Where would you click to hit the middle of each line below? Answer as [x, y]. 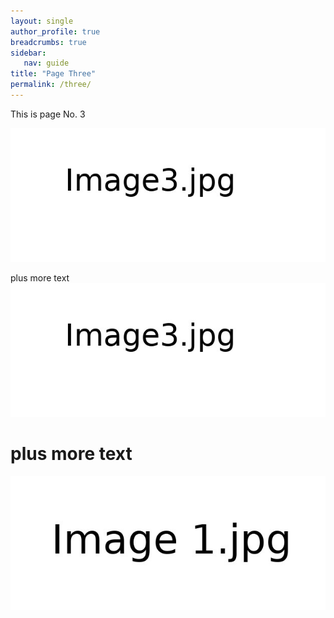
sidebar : [28, 53]
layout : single [42, 21]
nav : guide [46, 63]
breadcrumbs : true [48, 42]
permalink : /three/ [51, 85]
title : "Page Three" [53, 74]
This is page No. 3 [48, 114]
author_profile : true [55, 31]
